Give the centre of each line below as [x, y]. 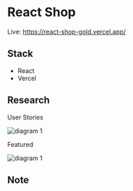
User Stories [25, 117]
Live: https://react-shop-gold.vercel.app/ [66, 32]
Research [29, 100]
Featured [20, 144]
